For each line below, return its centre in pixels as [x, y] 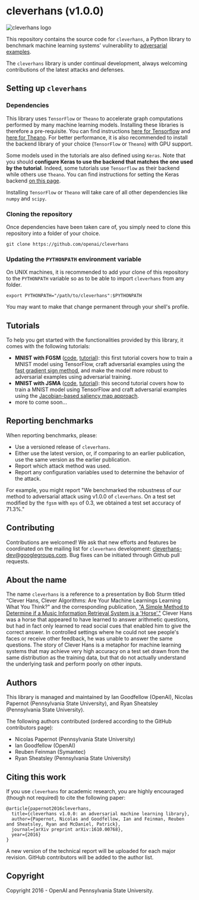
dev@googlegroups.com [37, 555]
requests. [18, 561]
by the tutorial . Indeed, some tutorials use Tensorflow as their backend [93, 168]
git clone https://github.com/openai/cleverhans [67, 244]
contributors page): [30, 728]
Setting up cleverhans [47, 89]
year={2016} [26, 835]
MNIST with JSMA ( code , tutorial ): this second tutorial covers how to [99, 383]
